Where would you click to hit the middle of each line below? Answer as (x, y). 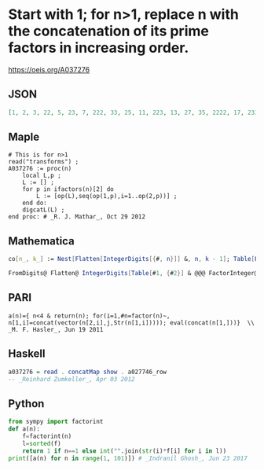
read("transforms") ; (44, 162)
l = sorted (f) (42, 443)
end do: (35, 203)
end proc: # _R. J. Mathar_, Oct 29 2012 (77, 217)
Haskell (27, 354)
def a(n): (24, 429)
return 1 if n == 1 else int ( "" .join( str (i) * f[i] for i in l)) (125, 451)
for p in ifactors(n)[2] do (68, 189)
